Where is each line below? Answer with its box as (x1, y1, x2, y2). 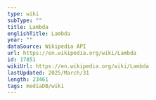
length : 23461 (7, 75, 49, 83)
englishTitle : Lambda (7, 30, 71, 37)
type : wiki (7, 10, 39, 18)
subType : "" (7, 17, 42, 24)
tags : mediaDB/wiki (7, 82, 65, 89)
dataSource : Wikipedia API (7, 43, 86, 50)
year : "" (7, 37, 33, 44)
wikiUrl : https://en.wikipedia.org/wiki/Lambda (7, 63, 150, 70)
